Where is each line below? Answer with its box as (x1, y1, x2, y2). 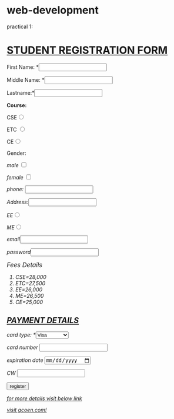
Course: (6, 101, 27, 109)
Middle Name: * (6, 76, 45, 83)
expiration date (6, 357, 43, 364)
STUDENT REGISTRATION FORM (6, 44, 168, 57)
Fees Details (6, 261, 43, 269)
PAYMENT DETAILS (6, 315, 79, 325)
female (6, 174, 24, 181)
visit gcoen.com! (6, 407, 47, 414)
